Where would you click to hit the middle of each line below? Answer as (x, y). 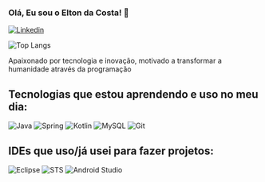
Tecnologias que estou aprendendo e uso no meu (133, 94)
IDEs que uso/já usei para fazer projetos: (111, 151)
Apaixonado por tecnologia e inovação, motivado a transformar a (115, 61)
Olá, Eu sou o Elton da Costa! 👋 (69, 13)
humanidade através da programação (70, 69)
